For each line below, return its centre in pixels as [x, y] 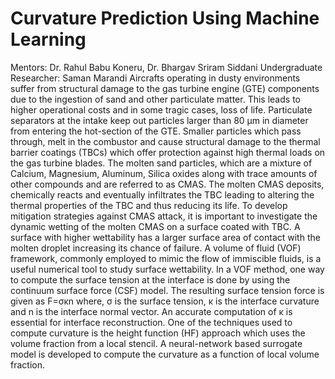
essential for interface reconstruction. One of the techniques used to [151, 322]
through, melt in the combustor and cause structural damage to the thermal [165, 141]
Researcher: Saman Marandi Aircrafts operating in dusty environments [155, 78]
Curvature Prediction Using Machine [165, 18]
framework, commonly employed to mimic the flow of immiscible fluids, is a [166, 258]
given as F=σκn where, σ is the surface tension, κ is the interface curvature [165, 301]
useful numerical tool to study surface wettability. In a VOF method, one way [167, 269]
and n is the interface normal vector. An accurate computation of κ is [151, 311]
